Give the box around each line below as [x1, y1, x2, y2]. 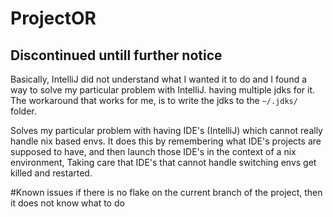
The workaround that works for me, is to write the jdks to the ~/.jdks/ [10, 95, 298, 106]
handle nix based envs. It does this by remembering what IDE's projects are [10, 135, 322, 147]
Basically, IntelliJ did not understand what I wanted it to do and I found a [10, 73, 308, 85]
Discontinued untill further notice [10, 47, 223, 64]
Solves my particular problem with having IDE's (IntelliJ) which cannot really [10, 125, 323, 136]
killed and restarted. [10, 167, 93, 179]
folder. [10, 105, 37, 117]
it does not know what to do [10, 197, 125, 209]
